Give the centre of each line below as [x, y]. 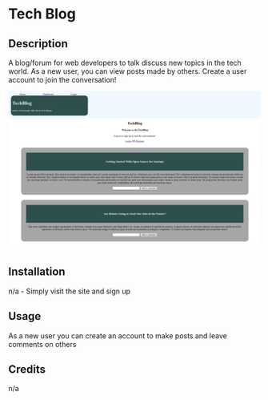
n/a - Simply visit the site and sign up [69, 291]
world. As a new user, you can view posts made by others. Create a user [128, 71]
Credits [27, 369]
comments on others [42, 344]
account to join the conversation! [62, 80]
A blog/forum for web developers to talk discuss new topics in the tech [125, 63]
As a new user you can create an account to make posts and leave [118, 335]
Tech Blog [42, 14]
